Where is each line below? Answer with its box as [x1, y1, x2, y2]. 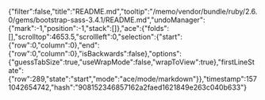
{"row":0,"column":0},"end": [8, 40, 101, 50]
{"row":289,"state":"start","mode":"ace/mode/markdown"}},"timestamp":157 [8, 75, 258, 83]
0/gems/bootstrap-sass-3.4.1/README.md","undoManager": [8, 15, 205, 25]
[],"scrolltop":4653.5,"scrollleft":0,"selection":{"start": [8, 32, 182, 41]
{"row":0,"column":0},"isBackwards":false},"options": [8, 49, 182, 58]
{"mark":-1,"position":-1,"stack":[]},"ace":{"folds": [8, 24, 170, 33]
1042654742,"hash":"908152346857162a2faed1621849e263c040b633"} [8, 83, 248, 92]
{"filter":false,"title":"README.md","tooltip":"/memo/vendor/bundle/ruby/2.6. [8, 7, 258, 16]
